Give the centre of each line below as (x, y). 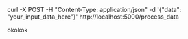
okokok (17, 30)
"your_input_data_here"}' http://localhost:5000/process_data (93, 17)
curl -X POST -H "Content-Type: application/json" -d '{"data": (94, 10)
